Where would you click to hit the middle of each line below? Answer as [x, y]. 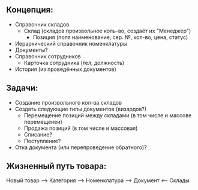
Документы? [31, 50]
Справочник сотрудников [48, 56]
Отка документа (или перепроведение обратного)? [81, 147]
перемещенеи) [43, 121]
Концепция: [30, 10]
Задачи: [22, 88]
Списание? [38, 134]
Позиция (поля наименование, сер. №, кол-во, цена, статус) [110, 37]
